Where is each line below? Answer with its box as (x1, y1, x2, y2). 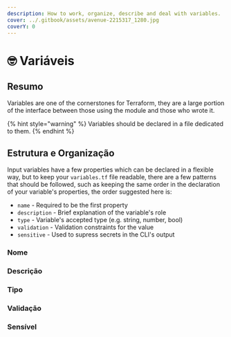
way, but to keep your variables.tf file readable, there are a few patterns (7, 173, 216, 181)
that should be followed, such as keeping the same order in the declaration (7, 181, 220, 189)
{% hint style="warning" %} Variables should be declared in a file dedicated (7, 120, 223, 128)
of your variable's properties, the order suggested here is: (7, 188, 172, 196)
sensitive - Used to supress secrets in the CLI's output (17, 230, 175, 239)
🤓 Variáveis (7, 53, 75, 69)
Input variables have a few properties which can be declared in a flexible (7, 165, 214, 174)
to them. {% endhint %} (7, 127, 75, 136)
